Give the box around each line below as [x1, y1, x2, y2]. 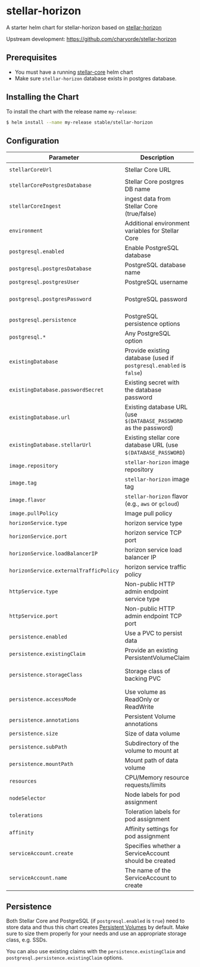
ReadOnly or [124, 695, 160, 703]
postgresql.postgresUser [9, 278, 80, 286]
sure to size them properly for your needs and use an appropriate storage [6, 930, 186, 937]
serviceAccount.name [9, 875, 67, 881]
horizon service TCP [124, 528, 182, 537]
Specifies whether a [124, 842, 181, 850]
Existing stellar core [124, 433, 180, 442]
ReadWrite [124, 703, 154, 711]
